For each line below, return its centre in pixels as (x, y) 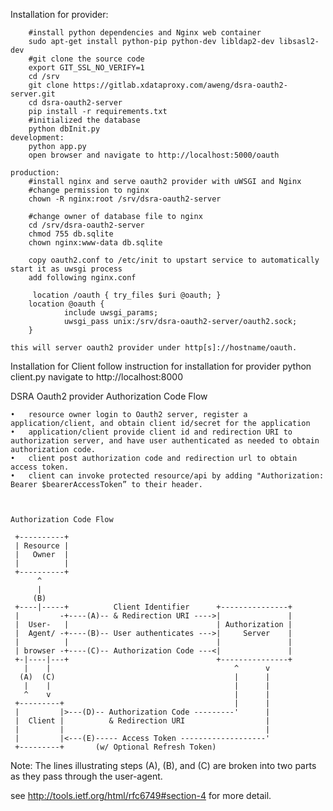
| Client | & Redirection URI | (142, 721)
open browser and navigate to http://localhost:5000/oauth (154, 155)
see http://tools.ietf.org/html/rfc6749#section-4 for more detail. (141, 795)
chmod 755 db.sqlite (71, 234)
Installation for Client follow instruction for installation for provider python (161, 366)
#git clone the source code (86, 59)
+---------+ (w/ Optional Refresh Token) (115, 747)
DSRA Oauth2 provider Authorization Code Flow (109, 396)
